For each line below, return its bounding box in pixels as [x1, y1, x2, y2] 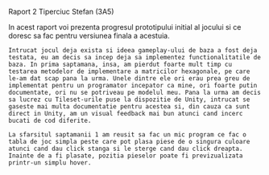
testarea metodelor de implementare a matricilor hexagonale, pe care [8, 67, 250, 75]
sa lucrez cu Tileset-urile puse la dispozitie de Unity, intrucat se [8, 96, 250, 104]
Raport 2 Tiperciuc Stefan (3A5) [8, 7, 114, 16]
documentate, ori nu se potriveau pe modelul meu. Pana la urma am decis [8, 88, 262, 96]
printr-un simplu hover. [8, 159, 92, 167]
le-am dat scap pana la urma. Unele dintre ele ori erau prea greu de [8, 75, 250, 83]
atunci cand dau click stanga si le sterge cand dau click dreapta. [8, 144, 243, 153]
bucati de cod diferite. [8, 116, 92, 124]
